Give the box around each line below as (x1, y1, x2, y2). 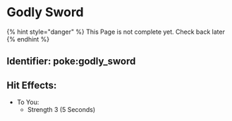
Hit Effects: (6, 79, 57, 91)
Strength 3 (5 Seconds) (27, 106, 96, 114)
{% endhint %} (6, 34, 50, 43)
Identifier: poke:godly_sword (6, 56, 136, 68)
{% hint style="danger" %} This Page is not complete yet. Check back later (6, 27, 225, 36)
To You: (16, 98, 39, 106)
